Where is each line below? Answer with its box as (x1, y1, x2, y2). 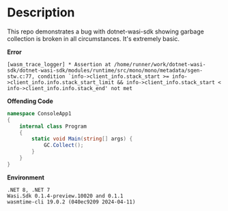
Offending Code (7, 97, 53, 105)
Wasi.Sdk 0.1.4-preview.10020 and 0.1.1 (7, 193, 124, 199)
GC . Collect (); (43, 142, 84, 149)
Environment (7, 173, 44, 182)
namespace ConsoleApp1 (7, 110, 72, 117)
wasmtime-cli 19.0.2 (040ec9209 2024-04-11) (7, 198, 136, 206)
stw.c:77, (7, 73, 35, 80)
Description (7, 5, 75, 20)
